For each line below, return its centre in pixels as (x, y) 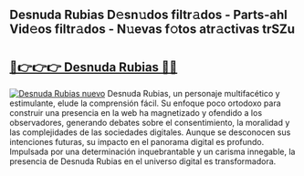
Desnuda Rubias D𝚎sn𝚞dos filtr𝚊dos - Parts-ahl (148, 15)
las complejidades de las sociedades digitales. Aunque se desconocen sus (150, 132)
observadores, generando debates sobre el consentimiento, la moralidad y (150, 123)
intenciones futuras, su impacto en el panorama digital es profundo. (137, 142)
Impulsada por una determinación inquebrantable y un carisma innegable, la (152, 151)
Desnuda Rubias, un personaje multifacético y (194, 93)
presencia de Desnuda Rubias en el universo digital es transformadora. (143, 161)
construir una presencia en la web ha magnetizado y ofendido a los (136, 113)
